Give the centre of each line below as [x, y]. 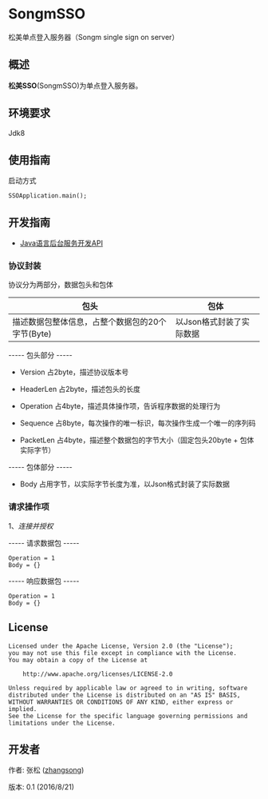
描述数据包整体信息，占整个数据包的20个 [89, 322]
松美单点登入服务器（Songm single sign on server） [94, 37]
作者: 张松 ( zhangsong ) [46, 770]
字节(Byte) [32, 334]
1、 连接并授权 [31, 525]
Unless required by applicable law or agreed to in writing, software [128, 688]
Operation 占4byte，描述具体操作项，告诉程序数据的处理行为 [120, 406]
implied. [23, 709]
